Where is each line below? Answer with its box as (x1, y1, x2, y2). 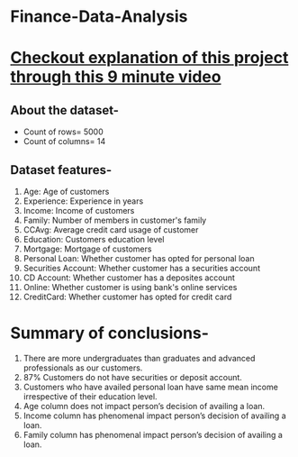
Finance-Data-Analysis (10, 6, 188, 27)
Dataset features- (10, 162, 112, 178)
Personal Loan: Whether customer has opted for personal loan (23, 253, 255, 263)
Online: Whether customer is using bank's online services (23, 282, 238, 292)
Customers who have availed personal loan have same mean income (23, 381, 278, 392)
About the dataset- (10, 102, 120, 118)
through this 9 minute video (10, 67, 221, 87)
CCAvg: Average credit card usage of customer (23, 224, 199, 235)
